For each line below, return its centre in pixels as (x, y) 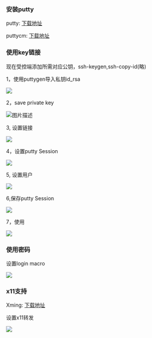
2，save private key (30, 102)
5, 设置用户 (19, 174)
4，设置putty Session (32, 151)
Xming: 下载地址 (26, 305)
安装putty (20, 9)
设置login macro (26, 263)
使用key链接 (23, 52)
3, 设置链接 (20, 127)
